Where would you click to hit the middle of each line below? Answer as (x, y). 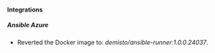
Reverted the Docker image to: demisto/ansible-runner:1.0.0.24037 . (113, 42)
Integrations (25, 10)
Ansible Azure (28, 25)
